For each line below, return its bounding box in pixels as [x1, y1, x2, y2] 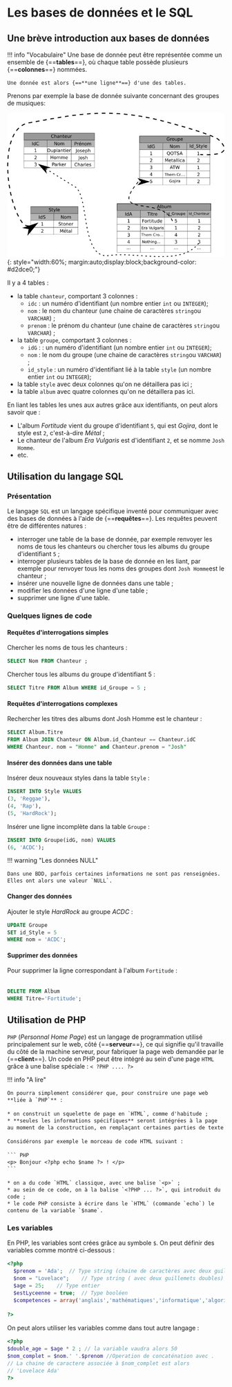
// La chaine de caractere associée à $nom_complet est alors [7, 1359, 190, 1367]
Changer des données [7, 892, 72, 901]
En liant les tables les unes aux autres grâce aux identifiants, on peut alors [7, 401, 218, 409]
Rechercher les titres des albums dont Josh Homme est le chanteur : [7, 715, 202, 723]
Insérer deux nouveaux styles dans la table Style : [7, 774, 150, 782]
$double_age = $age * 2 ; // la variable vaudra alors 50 [7, 1346, 177, 1352]
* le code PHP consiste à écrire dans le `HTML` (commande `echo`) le [7, 1200, 215, 1207]
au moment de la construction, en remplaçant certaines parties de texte [7, 1124, 224, 1131]
